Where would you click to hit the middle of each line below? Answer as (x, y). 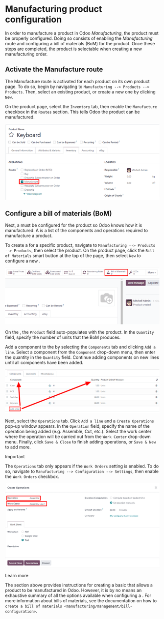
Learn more (17, 576)
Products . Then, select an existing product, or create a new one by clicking (80, 91)
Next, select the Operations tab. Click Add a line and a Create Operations (80, 421)
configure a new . (23, 261)
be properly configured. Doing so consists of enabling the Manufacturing (79, 38)
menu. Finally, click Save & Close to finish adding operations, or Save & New (81, 442)
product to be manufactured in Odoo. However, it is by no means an (73, 590)
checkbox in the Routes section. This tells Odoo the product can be (72, 112)
